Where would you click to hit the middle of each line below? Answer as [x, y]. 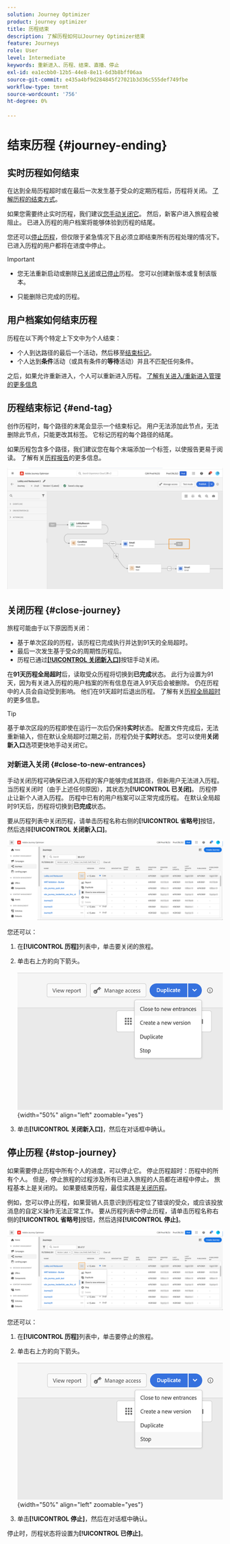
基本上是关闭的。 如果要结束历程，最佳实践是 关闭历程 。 [92, 1187]
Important [21, 259]
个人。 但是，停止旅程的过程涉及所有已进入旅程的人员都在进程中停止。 [113, 1179]
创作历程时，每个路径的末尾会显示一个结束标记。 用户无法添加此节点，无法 [113, 426]
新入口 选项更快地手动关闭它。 [49, 745]
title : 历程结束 [28, 29]
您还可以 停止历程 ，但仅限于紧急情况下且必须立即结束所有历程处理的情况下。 [115, 237]
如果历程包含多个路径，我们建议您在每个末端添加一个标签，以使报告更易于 [112, 449]
